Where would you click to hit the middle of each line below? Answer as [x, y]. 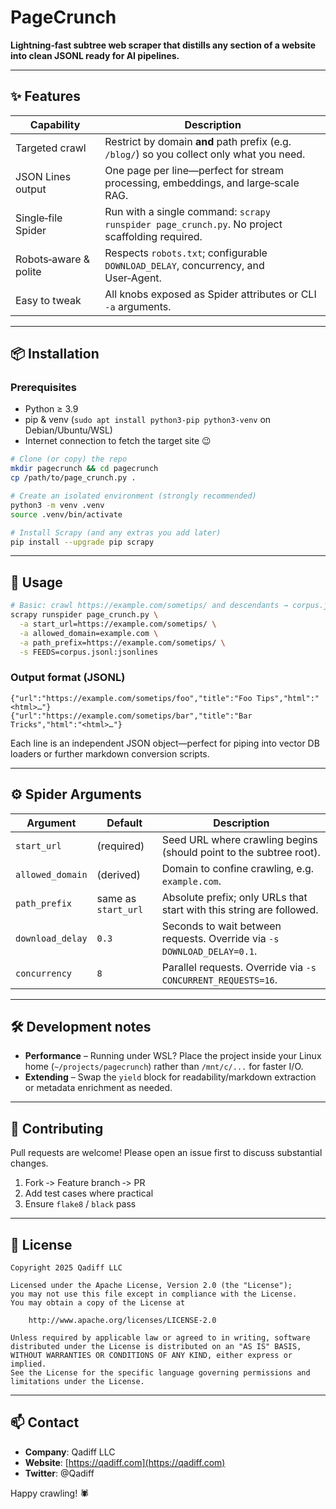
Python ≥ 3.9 [51, 409]
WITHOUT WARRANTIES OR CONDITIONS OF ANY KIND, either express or [151, 1356]
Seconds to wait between [221, 926]
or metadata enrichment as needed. [98, 1088]
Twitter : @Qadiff [59, 1473]
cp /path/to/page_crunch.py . [73, 478]
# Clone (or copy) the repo [69, 459]
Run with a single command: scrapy [187, 211]
